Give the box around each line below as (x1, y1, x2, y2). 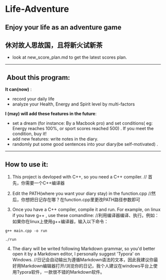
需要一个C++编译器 (25, 180, 65, 186)
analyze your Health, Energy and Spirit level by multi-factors (12, 101, 135, 107)
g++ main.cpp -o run (5, 228, 48, 234)
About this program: (6, 73, 70, 82)
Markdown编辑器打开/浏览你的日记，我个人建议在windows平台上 (21, 263, 154, 269)
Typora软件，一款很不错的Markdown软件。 (16, 269, 105, 275)
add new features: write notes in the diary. (12, 136, 99, 142)
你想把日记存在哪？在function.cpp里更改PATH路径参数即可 (21, 197, 141, 203)
